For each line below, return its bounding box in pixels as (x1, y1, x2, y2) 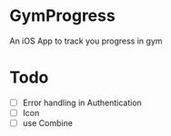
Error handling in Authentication (22, 97, 143, 108)
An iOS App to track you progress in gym (9, 35, 163, 46)
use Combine (22, 118, 73, 128)
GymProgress (9, 5, 116, 26)
